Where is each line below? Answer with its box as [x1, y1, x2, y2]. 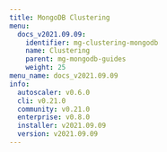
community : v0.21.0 [17, 105, 91, 114]
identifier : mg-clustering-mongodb [25, 38, 159, 47]
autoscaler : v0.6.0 [17, 88, 91, 97]
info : [9, 80, 30, 89]
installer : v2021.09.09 [17, 122, 106, 131]
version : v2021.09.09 [17, 130, 99, 139]
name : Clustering [25, 46, 91, 55]
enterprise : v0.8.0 [17, 113, 91, 122]
